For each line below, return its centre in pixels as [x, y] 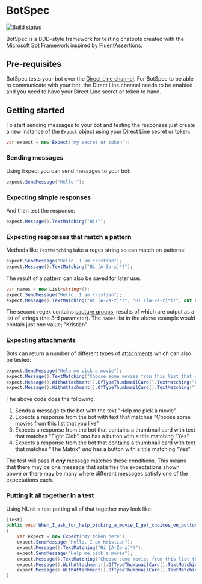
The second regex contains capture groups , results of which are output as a [100, 312]
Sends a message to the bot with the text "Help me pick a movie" [96, 411]
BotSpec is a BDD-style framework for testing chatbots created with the [95, 39]
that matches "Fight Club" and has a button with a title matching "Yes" [102, 436]
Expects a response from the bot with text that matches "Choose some [103, 417]
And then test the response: [41, 210]
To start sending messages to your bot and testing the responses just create [101, 125]
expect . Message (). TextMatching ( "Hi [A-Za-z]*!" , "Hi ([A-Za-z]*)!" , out [99, 300]
